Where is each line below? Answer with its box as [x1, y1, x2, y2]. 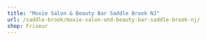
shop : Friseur [7, 22, 49, 29]
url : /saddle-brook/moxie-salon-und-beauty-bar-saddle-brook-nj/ [7, 16, 200, 23]
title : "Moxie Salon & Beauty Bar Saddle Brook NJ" [7, 9, 160, 17]
